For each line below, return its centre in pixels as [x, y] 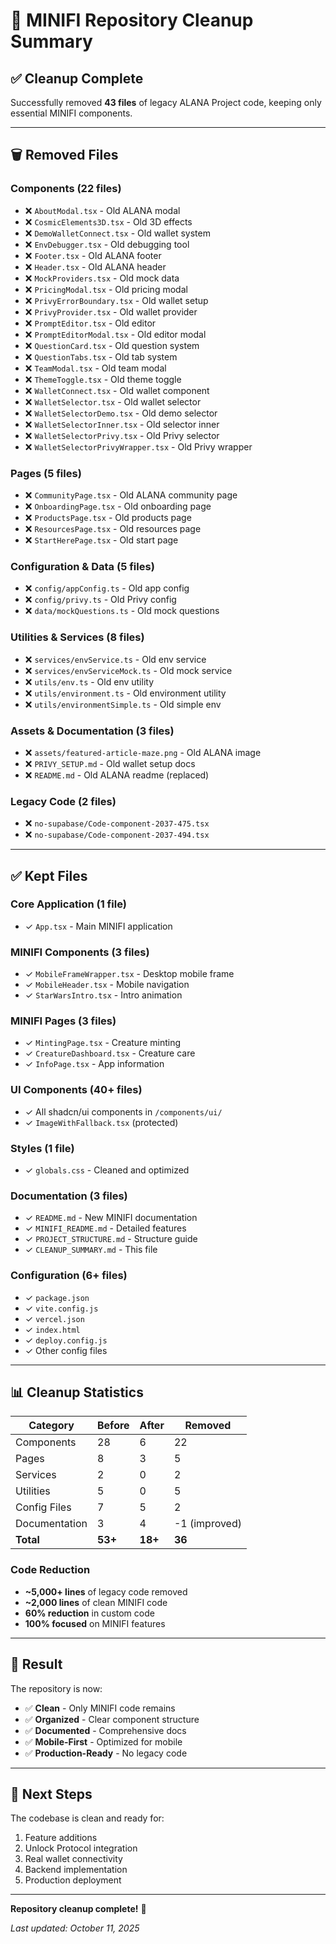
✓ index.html [52, 1329]
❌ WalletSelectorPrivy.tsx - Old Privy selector [122, 435]
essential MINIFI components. [71, 113]
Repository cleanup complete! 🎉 [78, 1909]
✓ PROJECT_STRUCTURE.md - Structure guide [111, 1239]
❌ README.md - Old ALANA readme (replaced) [117, 775]
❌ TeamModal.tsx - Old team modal [95, 368]
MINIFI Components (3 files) [80, 952]
